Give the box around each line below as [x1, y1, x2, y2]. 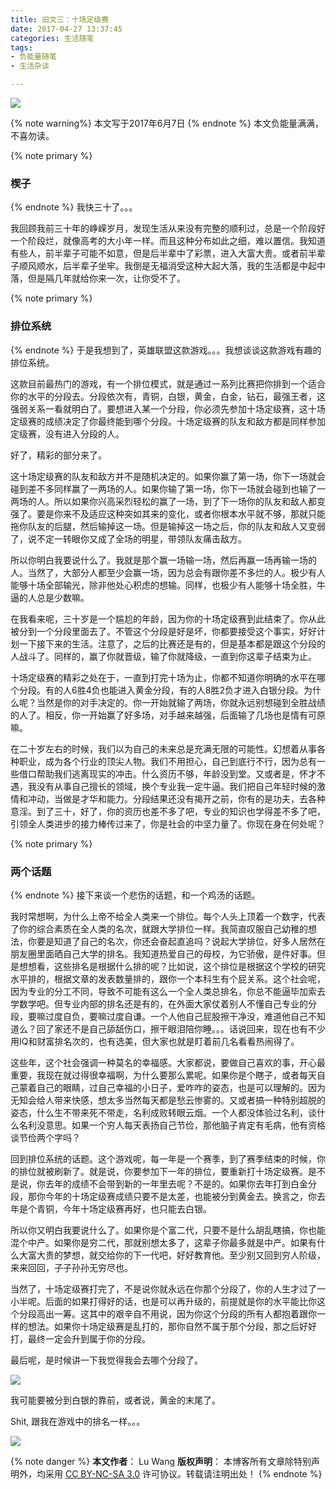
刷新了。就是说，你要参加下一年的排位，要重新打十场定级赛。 [53, 1165, 308, 1177]
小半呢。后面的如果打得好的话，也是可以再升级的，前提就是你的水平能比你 [10, 1295, 317, 1307]
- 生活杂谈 [10, 61, 50, 71]
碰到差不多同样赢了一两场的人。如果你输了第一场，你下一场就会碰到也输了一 [10, 482, 326, 495]
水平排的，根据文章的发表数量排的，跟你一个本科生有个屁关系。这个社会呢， [10, 972, 326, 985]
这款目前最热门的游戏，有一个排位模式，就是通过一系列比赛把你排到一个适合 [10, 377, 326, 390]
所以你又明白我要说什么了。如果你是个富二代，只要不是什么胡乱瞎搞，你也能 [10, 1224, 326, 1236]
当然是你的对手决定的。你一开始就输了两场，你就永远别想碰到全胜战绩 [36, 696, 326, 708]
